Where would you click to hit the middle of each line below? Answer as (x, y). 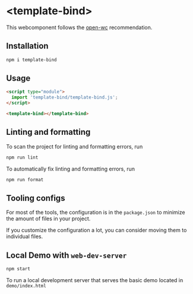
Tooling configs (36, 198)
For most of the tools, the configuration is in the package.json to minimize (96, 213)
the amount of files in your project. (48, 219)
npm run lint (22, 157)
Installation (27, 46)
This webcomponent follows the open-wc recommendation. (79, 27)
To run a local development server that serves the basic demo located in (95, 280)
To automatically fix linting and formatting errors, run (71, 169)
